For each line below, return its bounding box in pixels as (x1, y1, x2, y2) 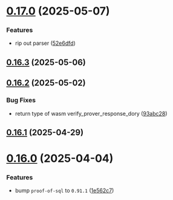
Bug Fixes (6, 96, 36, 104)
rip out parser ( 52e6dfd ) (15, 39, 76, 47)
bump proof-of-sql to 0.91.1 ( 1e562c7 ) (15, 187, 114, 195)
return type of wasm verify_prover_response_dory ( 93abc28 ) (15, 110, 168, 117)
